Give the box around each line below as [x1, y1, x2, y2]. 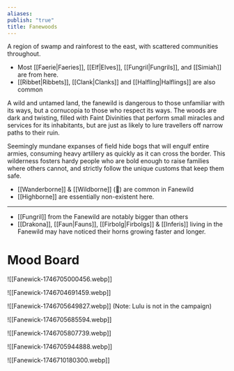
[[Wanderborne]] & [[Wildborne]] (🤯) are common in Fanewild [17, 185, 194, 194]
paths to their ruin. [7, 128, 61, 137]
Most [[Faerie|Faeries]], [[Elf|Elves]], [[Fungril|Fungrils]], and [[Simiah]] [17, 63, 221, 72]
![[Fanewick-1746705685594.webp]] [7, 315, 112, 324]
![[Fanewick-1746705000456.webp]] [7, 275, 113, 283]
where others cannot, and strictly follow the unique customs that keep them [7, 165, 224, 173]
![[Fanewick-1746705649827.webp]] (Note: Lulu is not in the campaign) [7, 302, 212, 310]
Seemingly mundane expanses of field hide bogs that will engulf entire [7, 142, 210, 151]
